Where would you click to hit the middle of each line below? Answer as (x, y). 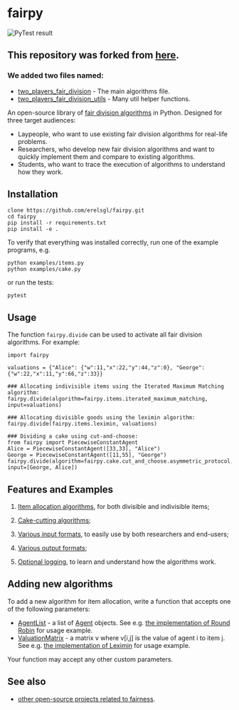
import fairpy (28, 355)
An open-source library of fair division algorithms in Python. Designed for (115, 113)
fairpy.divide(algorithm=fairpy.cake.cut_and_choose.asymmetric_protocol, (121, 461)
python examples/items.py (46, 263)
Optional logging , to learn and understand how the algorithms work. (117, 562)
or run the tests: (31, 282)
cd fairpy (22, 217)
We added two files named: (56, 76)
